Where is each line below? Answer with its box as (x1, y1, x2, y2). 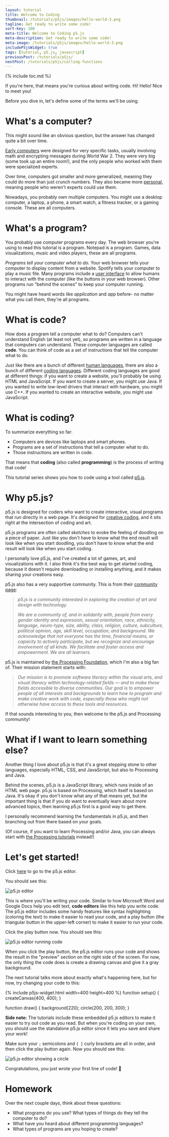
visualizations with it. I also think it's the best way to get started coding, (5, 560, 154, 566)
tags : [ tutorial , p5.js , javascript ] (5, 50, 85, 55)
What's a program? (5, 223, 87, 234)
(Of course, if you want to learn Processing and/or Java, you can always (5, 828, 155, 835)
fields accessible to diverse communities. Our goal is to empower (17, 685, 154, 691)
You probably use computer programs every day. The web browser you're (5, 239, 159, 245)
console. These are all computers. (5, 205, 76, 211)
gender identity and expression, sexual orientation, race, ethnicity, (17, 617, 156, 623)
